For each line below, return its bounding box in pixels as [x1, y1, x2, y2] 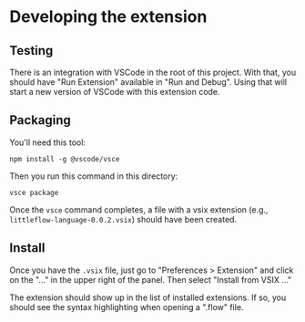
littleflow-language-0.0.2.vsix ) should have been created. [9, 213, 238, 224]
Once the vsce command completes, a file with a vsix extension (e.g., [9, 203, 269, 215]
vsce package [9, 188, 59, 197]
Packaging [9, 112, 71, 129]
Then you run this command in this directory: [9, 171, 178, 182]
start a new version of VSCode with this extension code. [9, 87, 220, 97]
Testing [9, 43, 54, 58]
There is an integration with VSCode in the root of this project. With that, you [9, 67, 297, 78]
